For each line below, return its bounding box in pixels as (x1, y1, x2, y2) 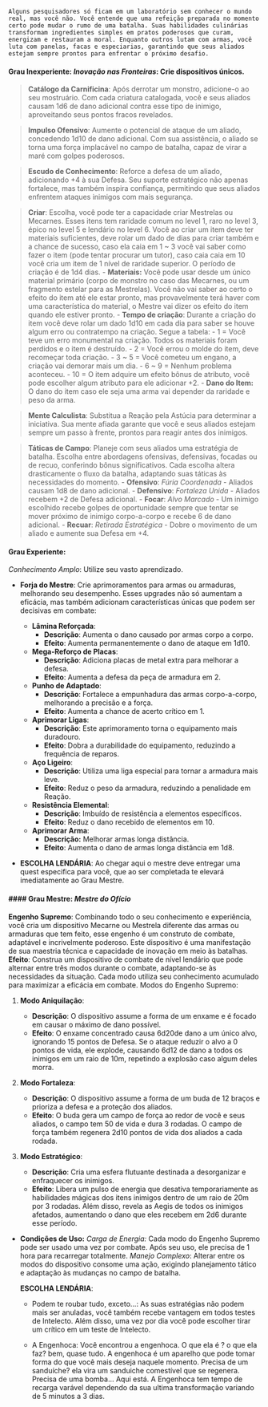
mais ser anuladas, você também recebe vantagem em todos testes (31, 1308, 256, 1317)
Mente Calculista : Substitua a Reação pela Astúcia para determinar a (27, 411, 257, 420)
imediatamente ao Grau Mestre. (19, 875, 125, 886)
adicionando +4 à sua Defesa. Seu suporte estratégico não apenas (27, 175, 249, 184)
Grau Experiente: (8, 546, 66, 557)
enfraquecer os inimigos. (31, 1175, 114, 1185)
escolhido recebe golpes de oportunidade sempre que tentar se (27, 503, 238, 513)
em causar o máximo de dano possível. (31, 1020, 162, 1029)
